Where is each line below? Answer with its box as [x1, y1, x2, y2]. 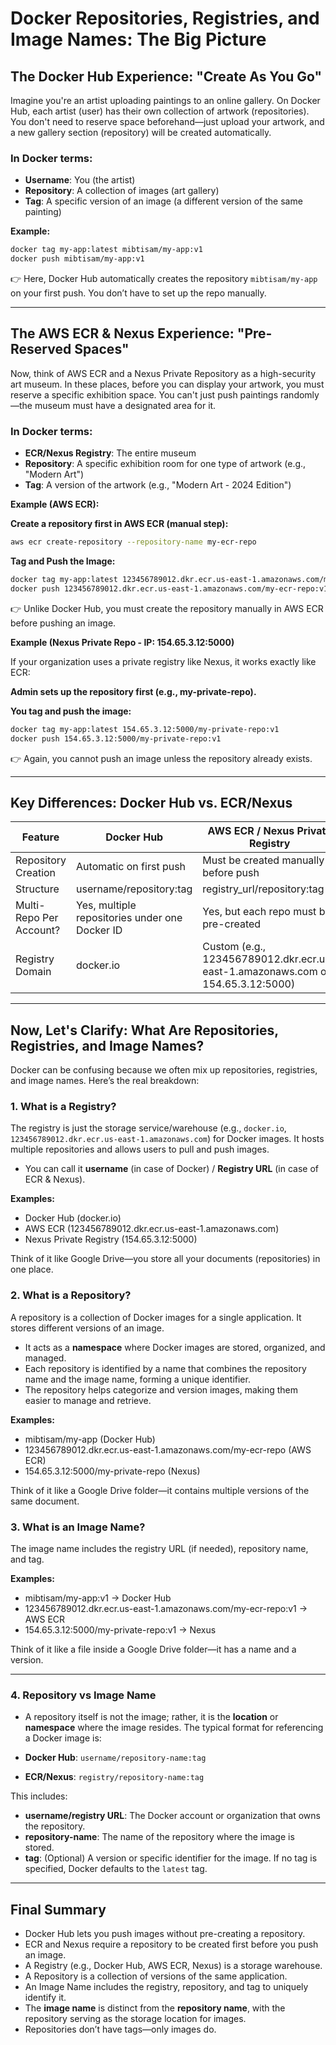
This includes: [10, 1790, 68, 1802]
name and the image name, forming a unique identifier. [24, 1373, 251, 1385]
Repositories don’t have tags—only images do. [24, 2023, 217, 2036]
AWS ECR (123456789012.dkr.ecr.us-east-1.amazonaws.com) [24, 1223, 280, 1235]
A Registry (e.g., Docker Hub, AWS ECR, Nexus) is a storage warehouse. [24, 1960, 323, 1972]
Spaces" [74, 341, 130, 358]
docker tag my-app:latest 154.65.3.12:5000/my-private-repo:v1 [10, 724, 280, 734]
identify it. [24, 1992, 67, 2004]
